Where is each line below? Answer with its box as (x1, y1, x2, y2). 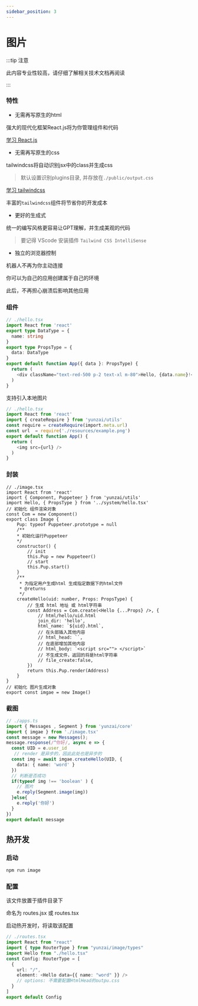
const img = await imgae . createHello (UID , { (11, 756, 123, 762)
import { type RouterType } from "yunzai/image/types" (6, 945, 144, 951)
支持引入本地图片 (6, 394, 48, 401)
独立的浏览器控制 (14, 249, 57, 256)
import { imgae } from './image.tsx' (6, 729, 99, 735)
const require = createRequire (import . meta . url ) (6, 423, 128, 429)
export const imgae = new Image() (6, 689, 91, 695)
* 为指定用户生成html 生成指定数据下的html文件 (19, 580, 123, 586)
